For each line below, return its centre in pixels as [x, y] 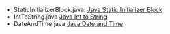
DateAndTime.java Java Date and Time [68, 24]
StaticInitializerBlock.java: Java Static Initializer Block [88, 10]
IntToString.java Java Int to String [60, 17]
